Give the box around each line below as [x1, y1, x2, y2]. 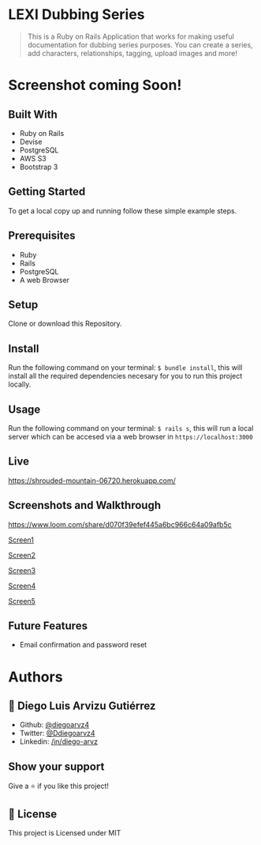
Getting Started [8, 185, 86, 198]
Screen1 [8, 535, 34, 545]
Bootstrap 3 [19, 162, 58, 172]
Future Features [8, 619, 88, 633]
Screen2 [8, 550, 36, 560]
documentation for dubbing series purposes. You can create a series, [27, 40, 254, 49]
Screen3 [8, 565, 36, 575]
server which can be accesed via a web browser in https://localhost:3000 [8, 432, 254, 441]
